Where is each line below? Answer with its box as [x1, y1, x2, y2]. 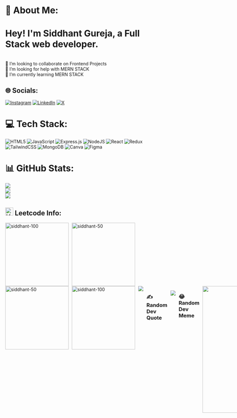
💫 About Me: [5, 5, 59, 16]
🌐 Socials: [5, 86, 38, 95]
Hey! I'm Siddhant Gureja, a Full [5, 28, 140, 40]
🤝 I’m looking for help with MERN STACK [5, 66, 90, 72]
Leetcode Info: [14, 209, 62, 217]
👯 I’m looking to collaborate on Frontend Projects [5, 61, 107, 67]
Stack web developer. [5, 39, 99, 50]
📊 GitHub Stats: [5, 163, 74, 174]
